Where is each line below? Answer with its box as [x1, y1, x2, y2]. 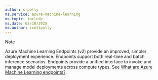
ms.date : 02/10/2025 [5, 21, 48, 26]
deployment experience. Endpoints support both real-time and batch [5, 53, 145, 59]
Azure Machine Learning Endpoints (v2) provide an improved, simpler [5, 49, 147, 54]
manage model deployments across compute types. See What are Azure [5, 64, 153, 70]
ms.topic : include [5, 16, 43, 21]
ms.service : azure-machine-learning [5, 12, 80, 17]
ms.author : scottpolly [5, 26, 52, 30]
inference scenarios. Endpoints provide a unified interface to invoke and [5, 59, 152, 65]
